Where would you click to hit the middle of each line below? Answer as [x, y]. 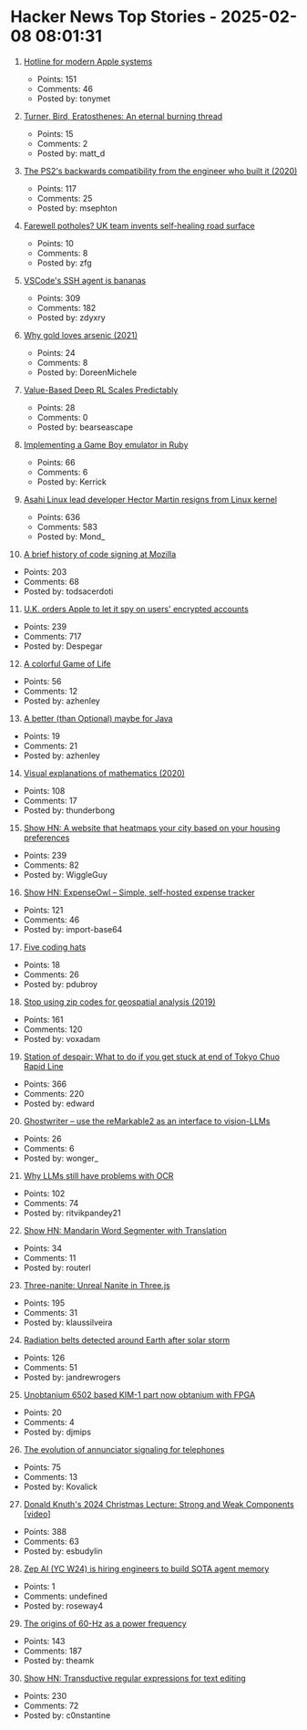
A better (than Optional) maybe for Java [98, 718]
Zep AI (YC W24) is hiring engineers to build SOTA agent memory [146, 1568]
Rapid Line [43, 1066]
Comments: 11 [50, 1257]
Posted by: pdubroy [61, 984]
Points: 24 [56, 352]
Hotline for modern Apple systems [88, 61]
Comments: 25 [65, 198]
